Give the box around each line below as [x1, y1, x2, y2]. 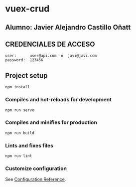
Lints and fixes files [5, 142, 54, 149]
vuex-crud [5, 3, 50, 15]
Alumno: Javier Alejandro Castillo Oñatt [5, 23, 131, 32]
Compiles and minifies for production [5, 119, 97, 126]
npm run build [5, 130, 35, 135]
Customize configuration [5, 165, 67, 172]
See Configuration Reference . [5, 176, 66, 182]
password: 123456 [5, 58, 43, 63]
